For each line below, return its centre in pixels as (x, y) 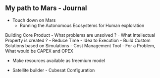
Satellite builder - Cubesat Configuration (53, 70)
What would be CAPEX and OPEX (39, 51)
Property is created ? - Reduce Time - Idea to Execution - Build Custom (78, 40)
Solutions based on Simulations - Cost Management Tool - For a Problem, (80, 45)
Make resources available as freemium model (59, 60)
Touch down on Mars (34, 20)
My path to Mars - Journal (46, 8)
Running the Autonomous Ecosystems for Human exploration (82, 25)
